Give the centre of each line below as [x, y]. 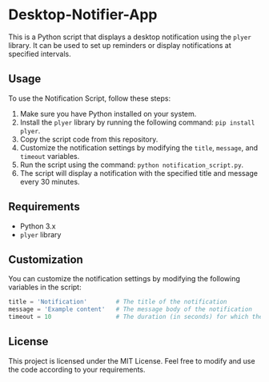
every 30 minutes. [50, 181]
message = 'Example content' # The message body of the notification [130, 309]
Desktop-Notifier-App [83, 15]
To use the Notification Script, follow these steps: [89, 98]
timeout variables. [50, 156]
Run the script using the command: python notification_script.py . [132, 165]
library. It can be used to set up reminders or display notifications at [120, 45]
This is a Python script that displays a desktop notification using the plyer [130, 37]
